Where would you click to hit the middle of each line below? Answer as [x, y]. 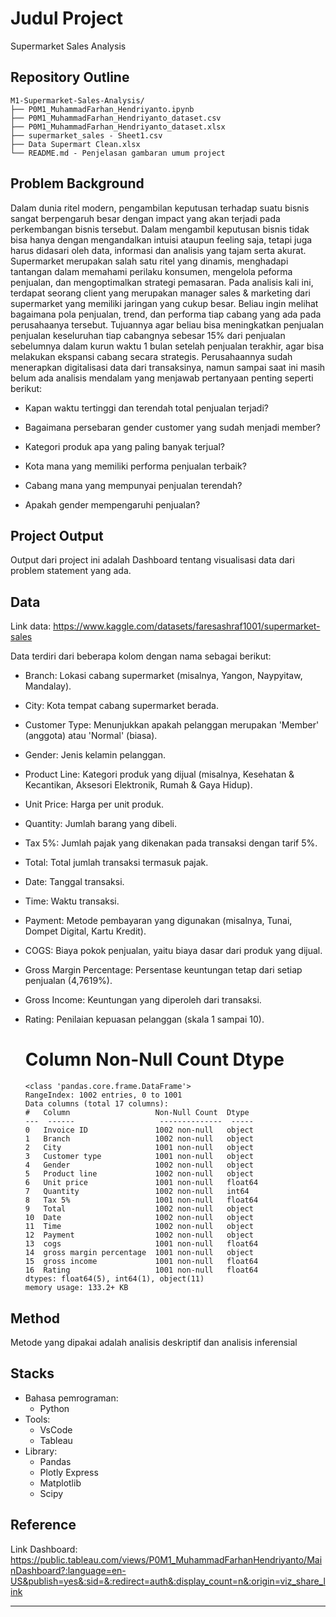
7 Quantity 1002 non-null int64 [137, 1192]
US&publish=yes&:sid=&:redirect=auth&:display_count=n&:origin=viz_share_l [168, 1581]
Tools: [37, 1419]
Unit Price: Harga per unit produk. [94, 804]
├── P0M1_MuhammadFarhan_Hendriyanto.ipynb [102, 109]
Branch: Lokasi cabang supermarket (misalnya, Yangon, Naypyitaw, [163, 676]
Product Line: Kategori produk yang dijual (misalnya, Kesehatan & [159, 774]
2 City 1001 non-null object [139, 1148]
